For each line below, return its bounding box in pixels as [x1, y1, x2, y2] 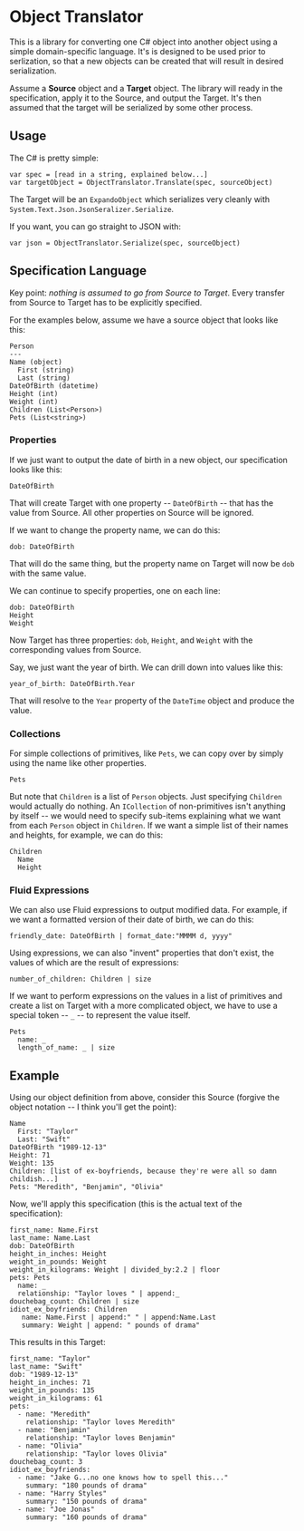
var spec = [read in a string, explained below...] [9, 170, 208, 179]
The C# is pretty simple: [9, 152, 100, 163]
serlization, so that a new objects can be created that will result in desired [9, 55, 284, 66]
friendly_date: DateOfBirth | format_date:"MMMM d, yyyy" [9, 932, 233, 941]
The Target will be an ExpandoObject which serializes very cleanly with [9, 193, 271, 205]
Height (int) [9, 389, 59, 398]
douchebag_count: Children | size [9, 1297, 140, 1306]
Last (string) [17, 373, 71, 383]
